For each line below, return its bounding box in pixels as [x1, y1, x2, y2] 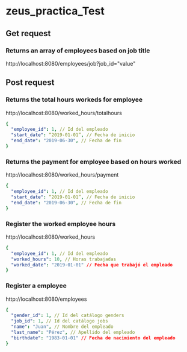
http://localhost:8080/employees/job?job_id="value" [5, 60, 136, 67]
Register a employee [5, 281, 67, 290]
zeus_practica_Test [5, 4, 105, 18]
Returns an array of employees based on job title [5, 46, 150, 55]
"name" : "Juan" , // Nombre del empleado [11, 324, 114, 330]
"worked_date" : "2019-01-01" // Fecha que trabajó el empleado [11, 262, 173, 268]
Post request [5, 77, 55, 88]
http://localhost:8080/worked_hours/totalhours [5, 109, 123, 116]
